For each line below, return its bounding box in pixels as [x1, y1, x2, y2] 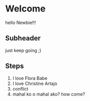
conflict [12, 85, 29, 91]
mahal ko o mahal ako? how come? [12, 91, 85, 97]
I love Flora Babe [12, 75, 48, 81]
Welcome [5, 3, 46, 14]
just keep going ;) [5, 47, 42, 53]
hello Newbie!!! [5, 19, 36, 25]
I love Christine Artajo [12, 80, 58, 86]
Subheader [5, 34, 41, 42]
